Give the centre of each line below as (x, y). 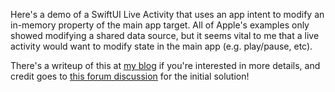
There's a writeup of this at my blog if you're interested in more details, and (165, 65)
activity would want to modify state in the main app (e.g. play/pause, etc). (161, 46)
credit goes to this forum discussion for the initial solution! (130, 76)
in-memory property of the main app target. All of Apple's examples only (160, 25)
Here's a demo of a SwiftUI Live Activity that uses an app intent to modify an (167, 14)
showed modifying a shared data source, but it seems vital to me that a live (165, 35)
